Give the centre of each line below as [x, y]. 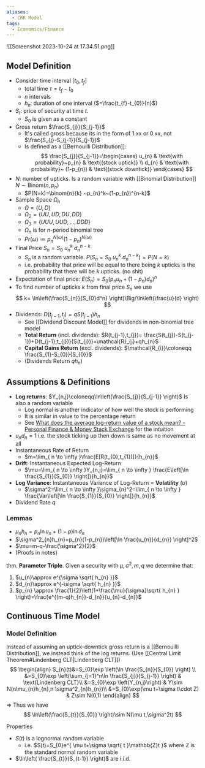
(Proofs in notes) [36, 552]
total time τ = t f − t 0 [49, 89]
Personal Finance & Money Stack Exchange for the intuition [99, 429]
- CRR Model [27, 18]
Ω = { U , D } [37, 207]
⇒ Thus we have [28, 705]
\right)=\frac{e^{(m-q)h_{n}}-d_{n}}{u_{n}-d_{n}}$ [78, 597]
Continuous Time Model [53, 616]
